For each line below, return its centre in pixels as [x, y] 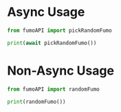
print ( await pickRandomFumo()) [52, 43]
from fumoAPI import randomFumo [53, 89]
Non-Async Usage [61, 71]
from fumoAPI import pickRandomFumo [59, 30]
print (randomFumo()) [37, 102]
